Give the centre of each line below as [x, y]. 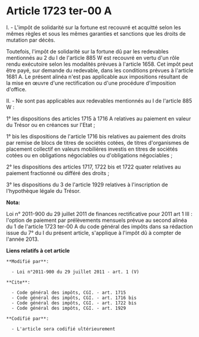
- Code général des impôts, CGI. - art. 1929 [69, 308]
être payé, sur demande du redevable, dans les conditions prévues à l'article [100, 70]
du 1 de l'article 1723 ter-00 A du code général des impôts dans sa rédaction [99, 226]
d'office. [16, 89]
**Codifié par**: [28, 319]
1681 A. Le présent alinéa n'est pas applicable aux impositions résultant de [97, 77]
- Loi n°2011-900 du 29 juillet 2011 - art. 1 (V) [75, 272]
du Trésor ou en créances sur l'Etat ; [51, 125]
